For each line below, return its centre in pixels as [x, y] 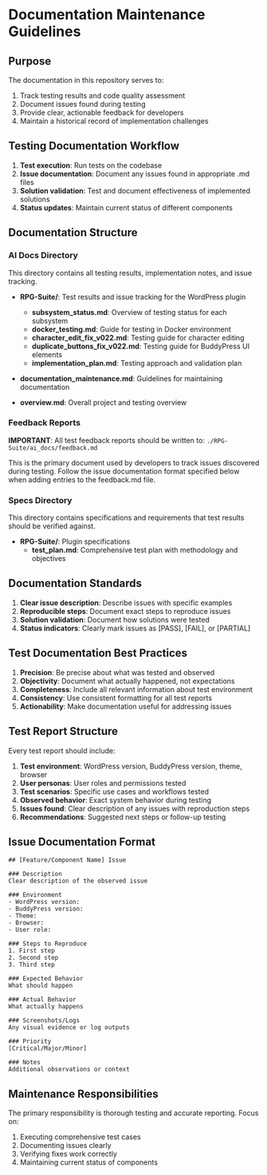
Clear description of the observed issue [78, 881]
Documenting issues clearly [65, 1146]
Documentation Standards [75, 584]
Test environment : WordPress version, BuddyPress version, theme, [131, 766]
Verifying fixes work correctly [69, 1154]
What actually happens [46, 1007]
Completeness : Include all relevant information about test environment [136, 689]
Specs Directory [40, 500]
